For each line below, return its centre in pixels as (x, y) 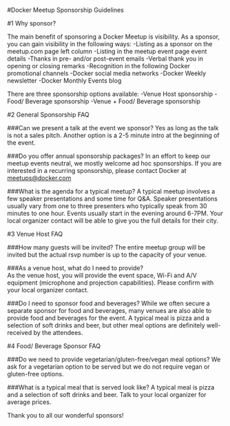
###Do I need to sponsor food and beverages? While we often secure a (108, 303)
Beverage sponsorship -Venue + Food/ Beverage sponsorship (113, 101)
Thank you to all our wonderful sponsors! (65, 415)
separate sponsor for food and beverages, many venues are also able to (109, 311)
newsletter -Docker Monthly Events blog (64, 81)
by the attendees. (58, 333)
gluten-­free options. (35, 374)
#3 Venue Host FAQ (35, 234)
